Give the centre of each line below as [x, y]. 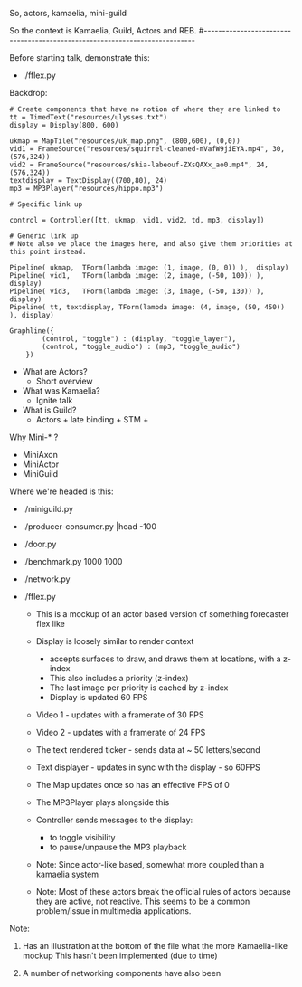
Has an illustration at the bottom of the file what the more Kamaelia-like [155, 946]
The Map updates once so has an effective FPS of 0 [133, 785]
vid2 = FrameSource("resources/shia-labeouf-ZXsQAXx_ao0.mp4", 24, [139, 165]
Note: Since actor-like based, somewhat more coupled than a [150, 864]
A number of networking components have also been [122, 973]
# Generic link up [44, 236]
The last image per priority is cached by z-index [139, 688]
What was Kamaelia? [61, 391]
